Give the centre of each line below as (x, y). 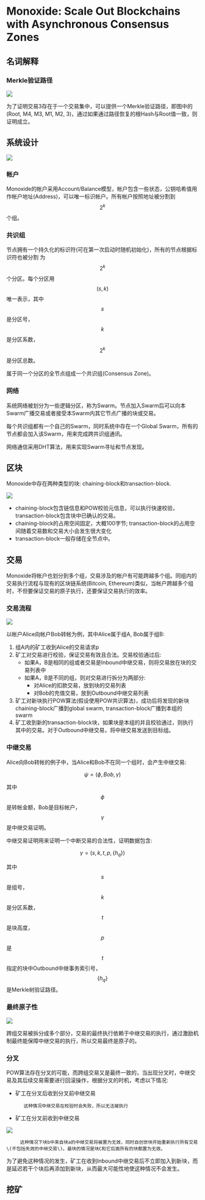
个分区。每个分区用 (31, 278)
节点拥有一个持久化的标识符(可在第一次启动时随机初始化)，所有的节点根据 (99, 250)
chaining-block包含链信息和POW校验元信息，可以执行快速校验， (96, 508)
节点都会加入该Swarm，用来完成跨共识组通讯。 (66, 434)
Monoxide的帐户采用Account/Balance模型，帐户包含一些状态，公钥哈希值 (99, 188)
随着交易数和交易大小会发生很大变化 (66, 531)
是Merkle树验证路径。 (34, 990)
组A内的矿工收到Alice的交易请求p (57, 647)
